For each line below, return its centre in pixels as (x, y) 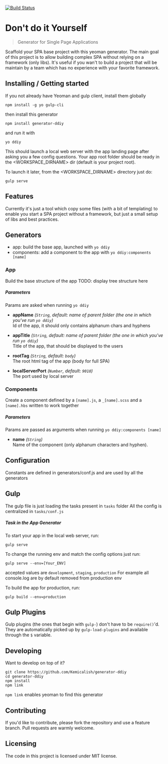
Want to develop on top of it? (35, 663)
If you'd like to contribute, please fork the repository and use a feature (78, 722)
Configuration (28, 460)
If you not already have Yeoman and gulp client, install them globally (76, 96)
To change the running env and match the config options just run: (73, 554)
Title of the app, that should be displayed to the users (68, 346)
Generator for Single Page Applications (58, 42)
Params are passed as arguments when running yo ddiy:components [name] (83, 430)
